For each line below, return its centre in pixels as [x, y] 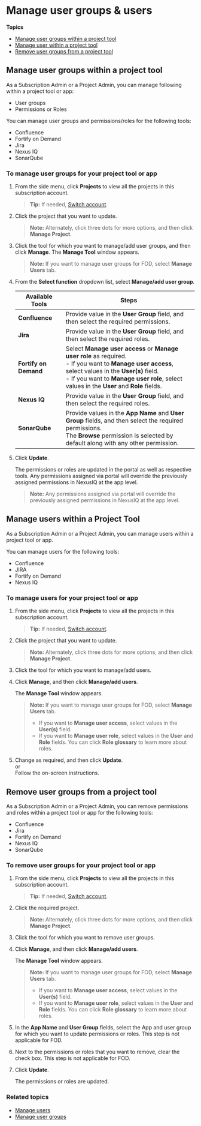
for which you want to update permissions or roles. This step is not [97, 1034]
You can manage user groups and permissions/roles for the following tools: [99, 121]
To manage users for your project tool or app [72, 597]
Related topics [28, 1097]
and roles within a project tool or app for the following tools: [80, 812]
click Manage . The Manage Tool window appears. [77, 252]
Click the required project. [47, 908]
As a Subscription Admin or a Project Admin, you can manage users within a [100, 533]
